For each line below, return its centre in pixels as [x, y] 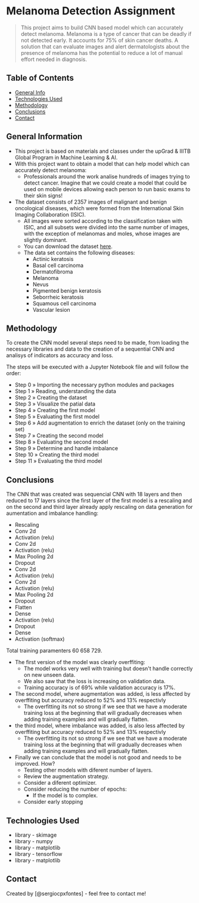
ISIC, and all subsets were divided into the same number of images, [106, 227]
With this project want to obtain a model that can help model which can [102, 164]
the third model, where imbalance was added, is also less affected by [100, 726]
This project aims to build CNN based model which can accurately [102, 27]
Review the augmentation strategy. [66, 776]
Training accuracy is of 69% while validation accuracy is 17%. [99, 687]
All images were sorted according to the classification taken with [103, 221]
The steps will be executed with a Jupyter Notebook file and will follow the [97, 367]
